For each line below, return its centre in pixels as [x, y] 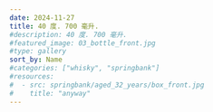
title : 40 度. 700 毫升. [54, 26]
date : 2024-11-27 [42, 18]
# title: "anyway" [50, 93]
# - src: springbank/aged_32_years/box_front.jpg [107, 85]
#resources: [32, 77]
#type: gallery [38, 51]
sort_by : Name [36, 60]
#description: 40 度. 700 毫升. [68, 34]
